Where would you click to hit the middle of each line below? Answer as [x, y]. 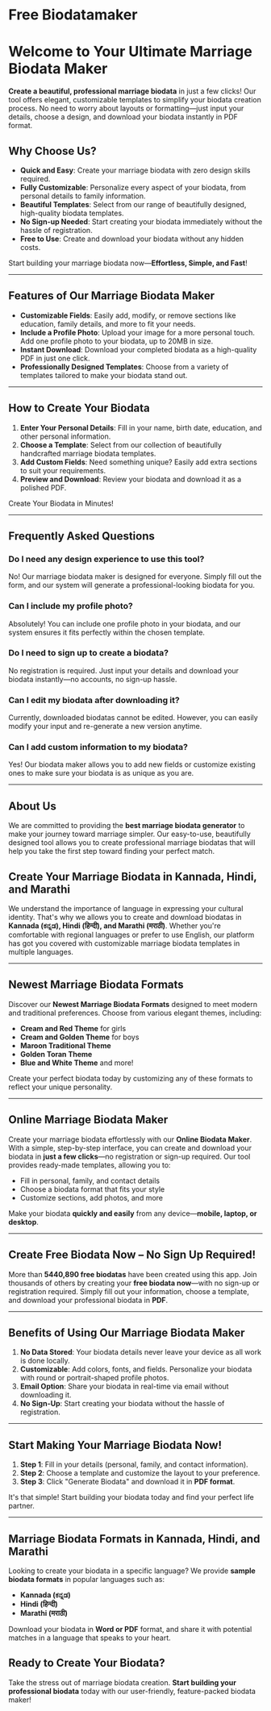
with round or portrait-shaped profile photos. [94, 1378]
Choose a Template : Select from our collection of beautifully [121, 444]
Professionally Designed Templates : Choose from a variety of [124, 366]
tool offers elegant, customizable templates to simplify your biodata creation [135, 100]
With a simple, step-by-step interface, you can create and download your [130, 1147]
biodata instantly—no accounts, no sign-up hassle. [93, 679]
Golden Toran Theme [56, 1054]
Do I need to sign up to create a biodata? [89, 653]
